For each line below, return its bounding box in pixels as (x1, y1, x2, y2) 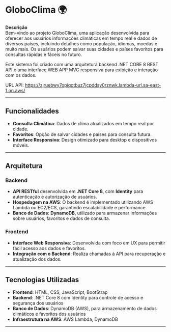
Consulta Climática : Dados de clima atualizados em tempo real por (12, 120, 154, 126)
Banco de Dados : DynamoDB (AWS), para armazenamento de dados (12, 305, 157, 311)
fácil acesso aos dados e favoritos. (12, 245, 86, 251)
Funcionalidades (5, 107, 60, 116)
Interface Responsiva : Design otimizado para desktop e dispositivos (12, 136, 157, 143)
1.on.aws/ (5, 87, 25, 93)
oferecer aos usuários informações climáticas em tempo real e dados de (5, 35, 157, 41)
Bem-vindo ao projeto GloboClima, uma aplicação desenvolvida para (5, 30, 150, 36)
